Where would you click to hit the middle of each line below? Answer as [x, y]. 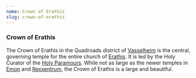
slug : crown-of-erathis [36, 17]
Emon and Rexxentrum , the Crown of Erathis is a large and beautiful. [90, 69]
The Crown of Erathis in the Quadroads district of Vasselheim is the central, [98, 50]
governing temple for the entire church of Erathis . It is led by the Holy [91, 56]
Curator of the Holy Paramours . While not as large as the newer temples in [97, 63]
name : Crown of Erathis [36, 11]
